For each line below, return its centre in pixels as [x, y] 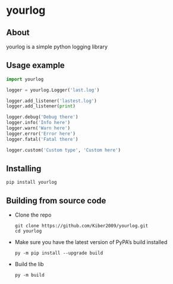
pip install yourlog [32, 183]
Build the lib [29, 264]
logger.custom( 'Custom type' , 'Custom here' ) [63, 150]
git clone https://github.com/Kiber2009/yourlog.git [81, 226]
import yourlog [25, 79]
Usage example [36, 65]
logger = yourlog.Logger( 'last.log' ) [53, 90]
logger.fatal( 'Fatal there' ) [42, 139]
